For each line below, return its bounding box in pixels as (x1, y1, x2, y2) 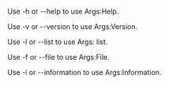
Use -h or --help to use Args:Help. (7, 7, 119, 16)
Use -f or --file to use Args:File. (7, 53, 110, 61)
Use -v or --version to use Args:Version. (7, 22, 138, 31)
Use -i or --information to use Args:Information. (7, 68, 162, 77)
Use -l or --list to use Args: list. (7, 37, 108, 46)
